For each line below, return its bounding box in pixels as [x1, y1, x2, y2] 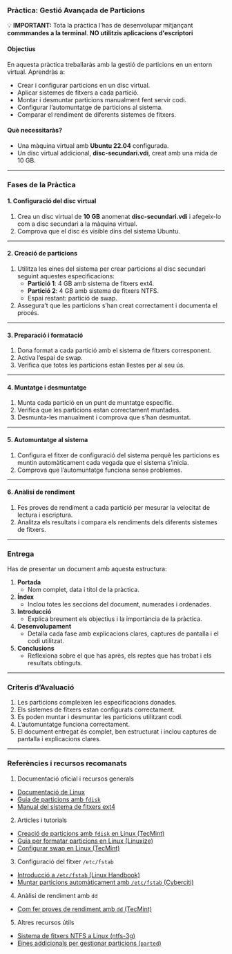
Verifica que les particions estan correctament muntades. [17, 406, 182, 414]
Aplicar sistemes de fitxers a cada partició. [17, 88, 139, 97]
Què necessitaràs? [7, 126, 62, 135]
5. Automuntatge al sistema [7, 436, 88, 444]
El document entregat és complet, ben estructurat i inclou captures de [17, 727, 217, 736]
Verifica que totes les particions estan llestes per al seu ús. [17, 361, 185, 370]
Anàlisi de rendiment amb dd [17, 891, 98, 899]
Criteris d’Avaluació [7, 683, 75, 692]
